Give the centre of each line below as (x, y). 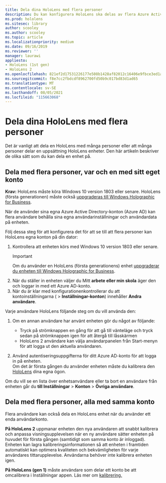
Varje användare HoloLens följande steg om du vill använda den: (71, 311)
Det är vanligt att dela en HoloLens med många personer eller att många (79, 146)
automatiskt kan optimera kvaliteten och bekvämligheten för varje (72, 450)
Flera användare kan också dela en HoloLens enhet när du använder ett (78, 414)
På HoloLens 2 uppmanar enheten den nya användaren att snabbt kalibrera (82, 429)
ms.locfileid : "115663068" (33, 97)
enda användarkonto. (27, 419)
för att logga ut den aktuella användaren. (61, 346)
